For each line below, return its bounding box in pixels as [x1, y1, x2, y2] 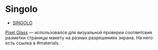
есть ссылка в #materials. [5, 40, 60, 46]
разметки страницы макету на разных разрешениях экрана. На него [5, 35, 153, 41]
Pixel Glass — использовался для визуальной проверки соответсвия [5, 29, 152, 35]
